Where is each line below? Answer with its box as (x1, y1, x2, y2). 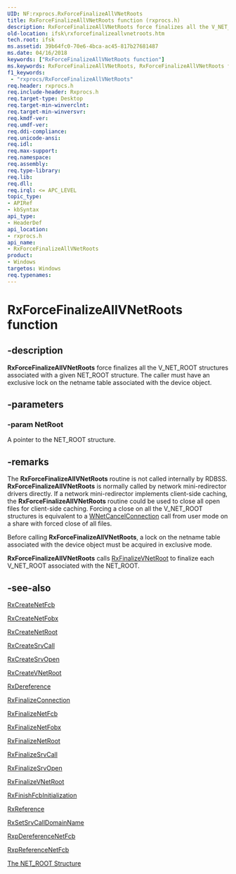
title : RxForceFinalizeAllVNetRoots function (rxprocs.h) (7, 17, 181, 24)
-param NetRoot (7, 419, 64, 429)
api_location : (7, 226, 49, 233)
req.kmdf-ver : (7, 115, 49, 122)
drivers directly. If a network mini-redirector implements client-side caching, (7, 490, 228, 498)
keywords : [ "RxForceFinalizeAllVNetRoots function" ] (7, 56, 165, 63)
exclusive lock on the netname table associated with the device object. (7, 378, 212, 386)
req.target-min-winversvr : (7, 108, 86, 115)
